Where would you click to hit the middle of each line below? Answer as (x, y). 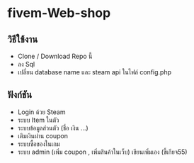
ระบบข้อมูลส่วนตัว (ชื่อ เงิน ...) (53, 128)
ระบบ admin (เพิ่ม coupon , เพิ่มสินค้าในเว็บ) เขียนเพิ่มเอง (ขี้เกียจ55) (102, 152)
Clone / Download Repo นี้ (55, 56)
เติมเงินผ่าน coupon (43, 135)
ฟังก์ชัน (20, 95)
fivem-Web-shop (59, 13)
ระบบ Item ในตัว (38, 120)
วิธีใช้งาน (23, 39)
